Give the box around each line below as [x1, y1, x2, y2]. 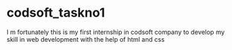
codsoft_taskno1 [6, 5, 105, 21]
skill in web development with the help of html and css [6, 35, 165, 43]
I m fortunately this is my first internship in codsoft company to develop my [6, 28, 225, 36]
